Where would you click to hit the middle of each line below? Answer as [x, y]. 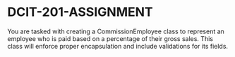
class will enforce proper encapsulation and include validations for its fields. [117, 46]
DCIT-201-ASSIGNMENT [80, 12]
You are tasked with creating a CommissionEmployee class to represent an [116, 31]
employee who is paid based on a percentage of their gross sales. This [110, 38]
